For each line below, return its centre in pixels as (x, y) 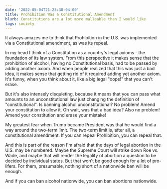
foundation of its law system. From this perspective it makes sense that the (82, 58)
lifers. (11, 166)
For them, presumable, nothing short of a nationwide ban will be (83, 166)
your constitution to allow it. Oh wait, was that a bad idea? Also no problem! (83, 110)
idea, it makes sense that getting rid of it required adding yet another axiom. (83, 74)
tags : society (20, 24)
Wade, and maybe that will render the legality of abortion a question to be (81, 156)
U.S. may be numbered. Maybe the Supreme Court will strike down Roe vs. (82, 150)
